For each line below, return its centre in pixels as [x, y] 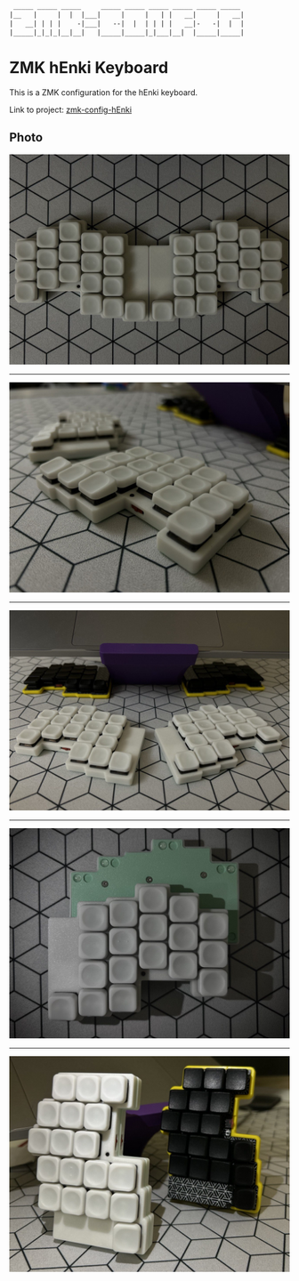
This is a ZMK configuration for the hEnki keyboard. [104, 92]
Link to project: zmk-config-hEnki [70, 109]
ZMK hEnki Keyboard [89, 68]
